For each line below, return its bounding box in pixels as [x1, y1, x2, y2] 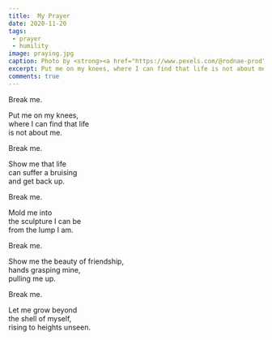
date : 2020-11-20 [8, 19, 67, 28]
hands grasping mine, [8, 265, 81, 274]
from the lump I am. [8, 225, 74, 235]
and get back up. [8, 176, 65, 186]
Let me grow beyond [8, 305, 78, 315]
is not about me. [8, 127, 62, 137]
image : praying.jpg [8, 49, 74, 58]
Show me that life [8, 159, 67, 169]
